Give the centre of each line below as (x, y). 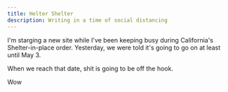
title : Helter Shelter (40, 14)
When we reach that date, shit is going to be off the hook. (90, 68)
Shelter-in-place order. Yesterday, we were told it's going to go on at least (114, 47)
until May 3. (24, 55)
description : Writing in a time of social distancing (88, 20)
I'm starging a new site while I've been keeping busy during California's (110, 40)
